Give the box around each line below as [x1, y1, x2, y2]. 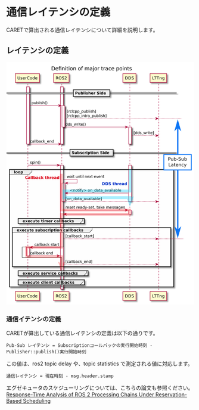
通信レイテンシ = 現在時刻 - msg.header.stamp [6, 373, 114, 379]
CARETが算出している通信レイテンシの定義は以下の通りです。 [6, 330, 158, 337]
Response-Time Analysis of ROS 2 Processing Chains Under [6, 391, 154, 398]
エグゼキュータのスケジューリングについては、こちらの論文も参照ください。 [6, 384, 194, 392]
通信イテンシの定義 [6, 315, 61, 323]
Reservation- [155, 391, 188, 398]
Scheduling [23, 397, 51, 405]
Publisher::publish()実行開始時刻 [6, 349, 86, 355]
